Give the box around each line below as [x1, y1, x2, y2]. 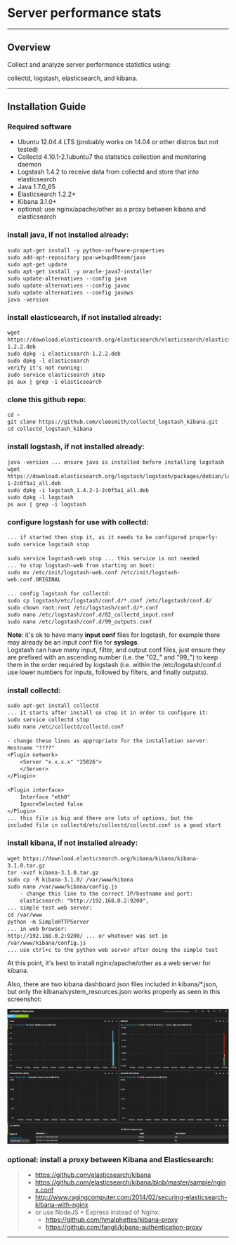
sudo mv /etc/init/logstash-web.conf [7, 569, 118, 576]
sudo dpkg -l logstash [7, 494, 74, 501]
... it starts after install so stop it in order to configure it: [7, 709, 209, 716]
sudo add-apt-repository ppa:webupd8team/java [7, 254, 146, 261]
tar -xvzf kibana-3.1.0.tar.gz [7, 869, 99, 876]
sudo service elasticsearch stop [7, 371, 105, 379]
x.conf [34, 1186, 54, 1194]
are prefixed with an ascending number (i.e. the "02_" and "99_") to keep [7, 652, 218, 662]
